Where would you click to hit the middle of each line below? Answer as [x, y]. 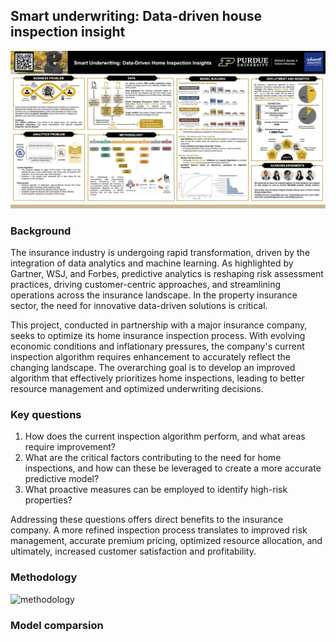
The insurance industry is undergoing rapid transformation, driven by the [160, 253]
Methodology [44, 577]
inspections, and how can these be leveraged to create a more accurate [173, 468]
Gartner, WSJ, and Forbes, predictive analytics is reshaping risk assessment [167, 274]
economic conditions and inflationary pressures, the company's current [157, 346]
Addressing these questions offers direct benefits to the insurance [147, 520]
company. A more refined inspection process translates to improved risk [159, 530]
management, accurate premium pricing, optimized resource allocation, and [166, 541]
